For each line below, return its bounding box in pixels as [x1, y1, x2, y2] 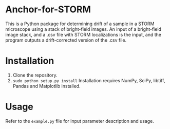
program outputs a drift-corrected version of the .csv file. [5, 37, 127, 43]
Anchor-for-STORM [5, 4, 91, 15]
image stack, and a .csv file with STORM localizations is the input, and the [5, 31, 162, 38]
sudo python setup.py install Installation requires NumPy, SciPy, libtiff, [12, 77, 165, 83]
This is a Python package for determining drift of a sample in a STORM [5, 21, 155, 27]
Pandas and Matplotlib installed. [12, 83, 81, 89]
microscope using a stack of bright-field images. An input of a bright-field [5, 26, 162, 32]
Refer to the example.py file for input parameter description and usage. [5, 118, 154, 124]
